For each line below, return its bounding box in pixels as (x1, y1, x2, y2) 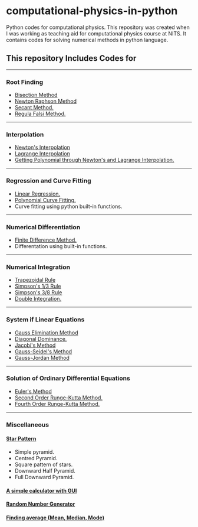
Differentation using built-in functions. (14, 242, 107, 249)
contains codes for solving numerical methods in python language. (6, 36, 169, 43)
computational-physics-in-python (6, 4, 178, 18)
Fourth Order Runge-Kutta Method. (14, 400, 100, 407)
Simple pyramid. (14, 448, 55, 456)
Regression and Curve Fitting (6, 177, 91, 185)
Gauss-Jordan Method (14, 354, 70, 361)
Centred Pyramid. (14, 454, 58, 461)
